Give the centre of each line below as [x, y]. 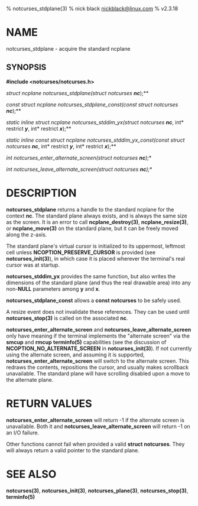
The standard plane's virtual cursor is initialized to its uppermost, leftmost [96, 246]
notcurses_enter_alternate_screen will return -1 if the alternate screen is [95, 420]
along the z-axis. [27, 234]
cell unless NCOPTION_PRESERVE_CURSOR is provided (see [81, 252]
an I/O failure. [23, 432]
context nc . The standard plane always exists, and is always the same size [97, 216]
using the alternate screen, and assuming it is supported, [75, 355]
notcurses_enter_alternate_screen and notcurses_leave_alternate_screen [99, 329]
